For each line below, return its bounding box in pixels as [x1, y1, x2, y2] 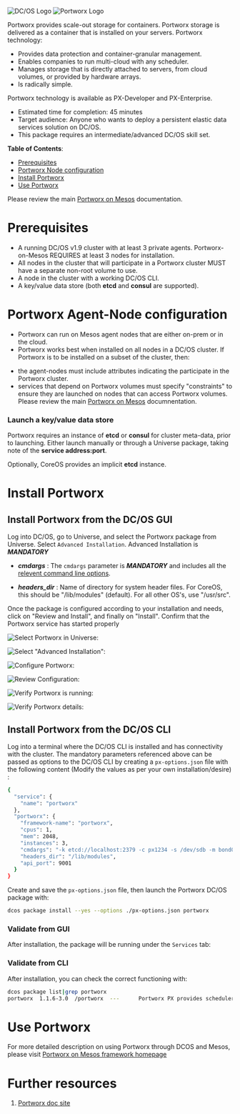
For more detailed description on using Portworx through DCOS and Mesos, [7, 1043, 231, 1051]
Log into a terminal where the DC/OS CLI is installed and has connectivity [7, 742, 224, 750]
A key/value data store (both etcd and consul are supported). [17, 281, 199, 289]
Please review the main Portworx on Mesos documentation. [7, 195, 184, 203]
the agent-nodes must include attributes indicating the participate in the [17, 367, 230, 375]
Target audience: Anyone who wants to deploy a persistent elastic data [17, 115, 227, 124]
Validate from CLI [7, 958, 69, 968]
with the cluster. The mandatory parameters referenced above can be [7, 750, 212, 758]
